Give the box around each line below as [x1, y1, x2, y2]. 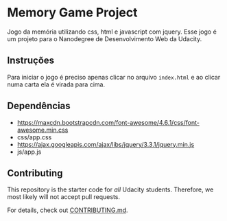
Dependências [7, 100, 71, 112]
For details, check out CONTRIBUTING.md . [7, 206, 128, 214]
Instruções [7, 55, 55, 67]
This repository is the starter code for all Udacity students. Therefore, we [7, 185, 214, 194]
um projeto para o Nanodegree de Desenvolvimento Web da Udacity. [7, 34, 202, 43]
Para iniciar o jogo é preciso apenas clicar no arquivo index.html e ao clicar [7, 73, 221, 81]
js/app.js [16, 148, 42, 156]
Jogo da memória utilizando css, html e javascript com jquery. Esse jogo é [7, 27, 217, 36]
